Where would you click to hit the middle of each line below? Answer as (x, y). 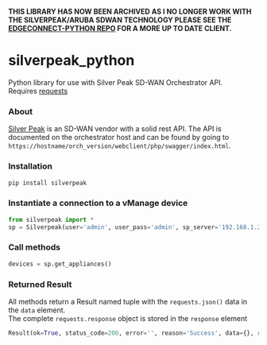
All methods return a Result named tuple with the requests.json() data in (128, 301)
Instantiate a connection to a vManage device (98, 204)
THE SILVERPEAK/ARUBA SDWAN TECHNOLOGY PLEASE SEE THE (120, 20)
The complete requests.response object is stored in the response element (128, 318)
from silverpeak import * (51, 219)
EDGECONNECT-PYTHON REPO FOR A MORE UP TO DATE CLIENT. (120, 28)
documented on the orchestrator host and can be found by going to (119, 138)
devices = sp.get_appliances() (60, 264)
